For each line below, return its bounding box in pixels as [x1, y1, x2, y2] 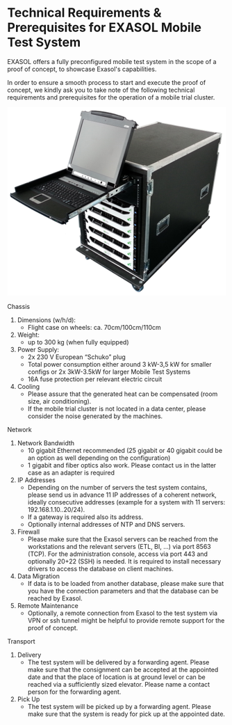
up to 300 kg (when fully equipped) [27, 338, 130, 346]
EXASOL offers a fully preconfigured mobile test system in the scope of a [7, 57, 217, 65]
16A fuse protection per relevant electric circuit [27, 375, 163, 383]
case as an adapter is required [27, 468, 115, 477]
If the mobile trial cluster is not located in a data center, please [27, 405, 206, 413]
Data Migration [17, 572, 60, 580]
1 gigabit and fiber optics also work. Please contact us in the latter [27, 461, 217, 470]
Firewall [17, 527, 40, 536]
